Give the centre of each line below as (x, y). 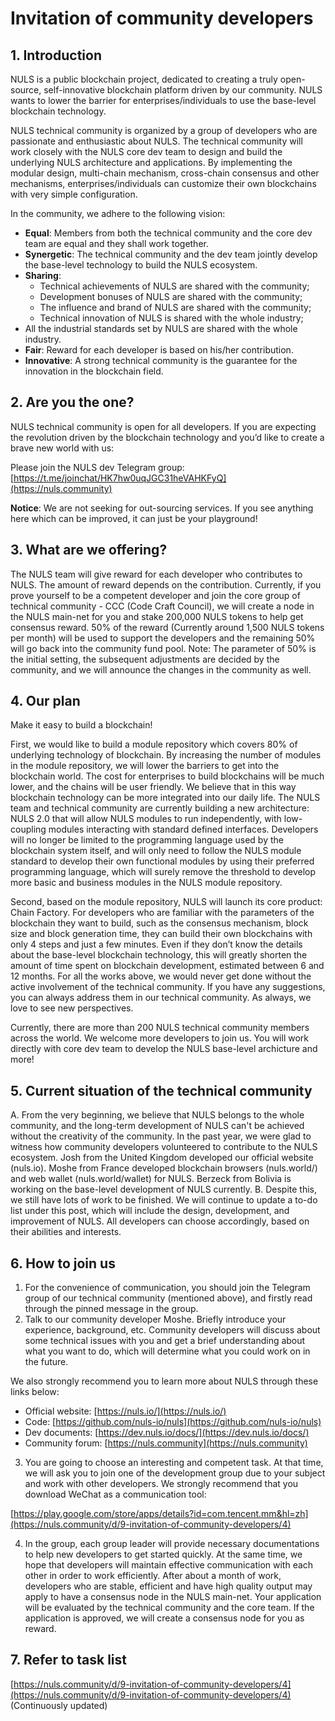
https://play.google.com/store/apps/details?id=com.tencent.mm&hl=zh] (161, 1514)
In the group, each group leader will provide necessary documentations (172, 1544)
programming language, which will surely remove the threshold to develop (163, 872)
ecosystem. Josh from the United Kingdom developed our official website (162, 1158)
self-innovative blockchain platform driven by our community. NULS (183, 90)
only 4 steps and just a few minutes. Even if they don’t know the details (156, 944)
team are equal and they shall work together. (116, 243)
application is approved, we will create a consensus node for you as (164, 1618)
